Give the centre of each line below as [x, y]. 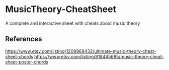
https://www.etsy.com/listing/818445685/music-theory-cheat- [99, 56]
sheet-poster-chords [27, 62]
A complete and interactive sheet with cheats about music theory [73, 23]
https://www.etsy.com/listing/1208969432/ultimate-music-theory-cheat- [81, 51]
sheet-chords [19, 56]
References [24, 39]
